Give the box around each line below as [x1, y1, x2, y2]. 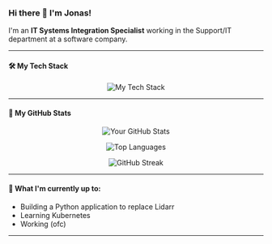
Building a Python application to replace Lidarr [19, 202, 175, 212]
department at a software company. [8, 34, 128, 44]
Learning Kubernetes [19, 210, 91, 220]
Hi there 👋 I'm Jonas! [8, 7, 91, 19]
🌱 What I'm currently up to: [8, 184, 101, 194]
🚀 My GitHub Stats [8, 109, 71, 118]
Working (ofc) [19, 219, 66, 229]
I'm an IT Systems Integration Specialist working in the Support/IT [8, 26, 232, 36]
